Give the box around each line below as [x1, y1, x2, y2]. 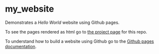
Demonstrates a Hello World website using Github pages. [5, 19, 120, 25]
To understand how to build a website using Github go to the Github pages [5, 38, 154, 44]
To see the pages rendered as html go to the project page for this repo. [5, 29, 147, 35]
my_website [5, 3, 54, 15]
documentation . [5, 43, 37, 49]
